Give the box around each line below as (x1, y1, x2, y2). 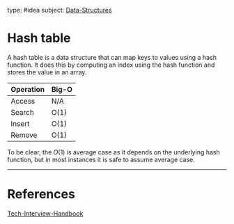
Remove (10, 130, 38, 140)
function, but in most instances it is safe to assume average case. (7, 155, 195, 163)
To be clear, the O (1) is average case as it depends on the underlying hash (7, 147, 221, 156)
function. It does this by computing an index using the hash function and (7, 61, 215, 69)
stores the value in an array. (7, 67, 87, 76)
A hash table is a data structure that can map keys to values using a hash (7, 53, 217, 61)
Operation (10, 84, 45, 94)
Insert (10, 118, 30, 128)
